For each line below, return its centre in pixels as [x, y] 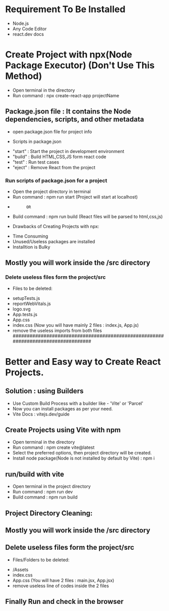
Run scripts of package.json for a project [56, 180]
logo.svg [22, 309]
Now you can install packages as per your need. [63, 408]
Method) [24, 76]
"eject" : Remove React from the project [54, 167]
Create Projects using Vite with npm [63, 430]
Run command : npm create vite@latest [53, 447]
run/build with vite [35, 474]
